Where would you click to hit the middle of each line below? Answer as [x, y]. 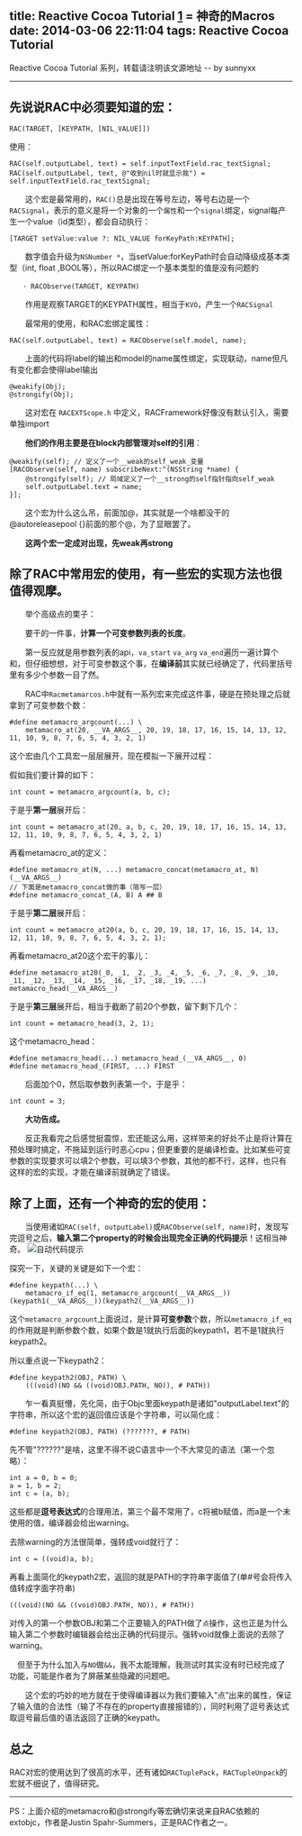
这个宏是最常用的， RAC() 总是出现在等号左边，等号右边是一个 [137, 199]
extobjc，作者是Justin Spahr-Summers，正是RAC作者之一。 [121, 1822]
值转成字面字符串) [43, 1588]
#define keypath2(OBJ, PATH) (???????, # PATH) [100, 1432]
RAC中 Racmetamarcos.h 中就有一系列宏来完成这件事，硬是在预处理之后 [154, 694]
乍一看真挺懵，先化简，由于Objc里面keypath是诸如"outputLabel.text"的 [157, 1404]
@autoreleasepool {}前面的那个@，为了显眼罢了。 [102, 523]
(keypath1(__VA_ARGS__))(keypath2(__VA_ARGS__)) [102, 1301]
